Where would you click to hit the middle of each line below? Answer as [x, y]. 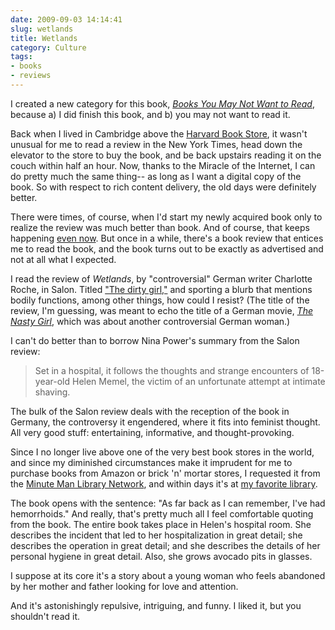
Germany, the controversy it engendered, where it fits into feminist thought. [165, 422]
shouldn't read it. [45, 616]
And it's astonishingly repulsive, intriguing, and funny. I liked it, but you [156, 605]
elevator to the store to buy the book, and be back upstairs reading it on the [166, 155]
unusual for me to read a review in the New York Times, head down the [156, 144]
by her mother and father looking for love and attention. [124, 586]
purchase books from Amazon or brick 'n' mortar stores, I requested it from [165, 473]
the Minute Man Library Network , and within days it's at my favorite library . [164, 483]
